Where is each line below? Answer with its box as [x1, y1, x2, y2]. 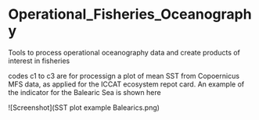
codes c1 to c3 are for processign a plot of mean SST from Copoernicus [8, 71, 240, 80]
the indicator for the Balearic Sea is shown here [8, 87, 162, 97]
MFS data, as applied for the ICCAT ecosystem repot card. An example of [8, 79, 245, 89]
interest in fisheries [8, 56, 70, 65]
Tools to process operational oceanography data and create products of [8, 48, 241, 57]
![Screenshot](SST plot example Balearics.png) [8, 103, 160, 112]
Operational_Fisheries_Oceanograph [8, 5, 252, 23]
